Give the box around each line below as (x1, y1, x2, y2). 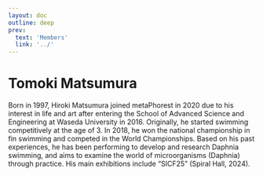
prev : (8, 26, 26, 34)
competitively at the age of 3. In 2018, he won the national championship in (8, 126, 250, 135)
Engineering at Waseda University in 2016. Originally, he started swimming (8, 117, 249, 126)
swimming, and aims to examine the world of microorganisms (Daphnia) (8, 151, 241, 160)
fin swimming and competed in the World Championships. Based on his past (8, 134, 255, 144)
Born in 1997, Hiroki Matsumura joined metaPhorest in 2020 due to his (8, 101, 234, 110)
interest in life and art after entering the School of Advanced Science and (8, 109, 245, 119)
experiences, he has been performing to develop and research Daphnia (8, 142, 239, 152)
